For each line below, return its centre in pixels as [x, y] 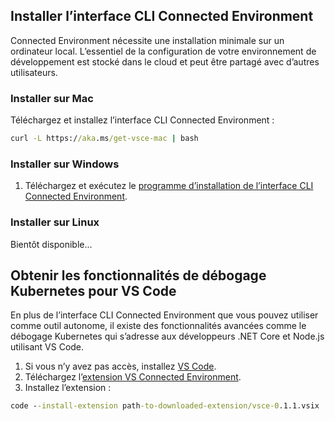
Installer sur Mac [52, 98]
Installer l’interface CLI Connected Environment [162, 16]
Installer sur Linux [55, 222]
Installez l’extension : [68, 388]
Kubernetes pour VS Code [93, 290]
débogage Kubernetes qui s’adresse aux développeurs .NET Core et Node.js [167, 336]
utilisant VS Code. [47, 347]
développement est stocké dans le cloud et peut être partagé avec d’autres [165, 61]
